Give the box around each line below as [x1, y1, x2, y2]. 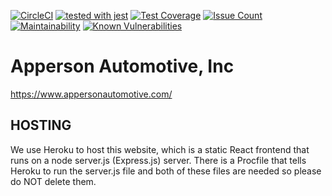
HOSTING [10, 117, 72, 134]
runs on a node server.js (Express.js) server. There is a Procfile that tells [10, 154, 307, 166]
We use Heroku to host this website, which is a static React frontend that [10, 143, 310, 155]
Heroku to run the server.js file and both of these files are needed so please [10, 165, 322, 177]
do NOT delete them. [10, 175, 97, 187]
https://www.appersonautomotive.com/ [10, 88, 173, 100]
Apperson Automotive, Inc [10, 55, 235, 78]
